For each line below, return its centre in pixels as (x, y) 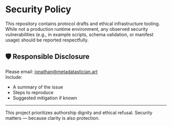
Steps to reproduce (33, 92)
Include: (14, 77)
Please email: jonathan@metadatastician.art (52, 71)
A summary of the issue (38, 87)
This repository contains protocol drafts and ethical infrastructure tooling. (83, 24)
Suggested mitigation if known (45, 98)
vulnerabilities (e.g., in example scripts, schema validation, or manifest (79, 34)
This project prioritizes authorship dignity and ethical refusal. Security (79, 112)
